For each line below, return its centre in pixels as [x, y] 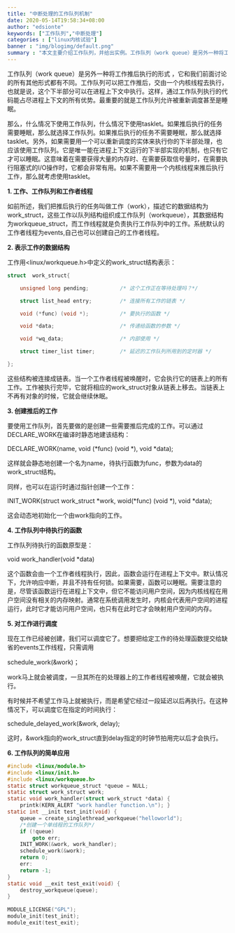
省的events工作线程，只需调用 [51, 647]
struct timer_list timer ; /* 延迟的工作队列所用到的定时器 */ [116, 351]
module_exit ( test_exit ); [43, 922]
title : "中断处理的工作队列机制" [50, 14]
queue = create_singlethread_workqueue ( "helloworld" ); [101, 818]
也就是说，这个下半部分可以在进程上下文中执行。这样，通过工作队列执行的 [114, 91]
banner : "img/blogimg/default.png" [60, 46]
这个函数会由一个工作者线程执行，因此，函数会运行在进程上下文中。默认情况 [117, 573]
